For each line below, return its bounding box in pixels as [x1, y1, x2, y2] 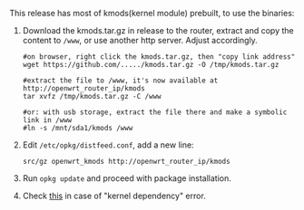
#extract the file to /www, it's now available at [22, 76, 219, 85]
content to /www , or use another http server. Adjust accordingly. [22, 35, 259, 45]
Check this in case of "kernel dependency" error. [22, 190, 206, 201]
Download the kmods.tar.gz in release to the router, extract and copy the [22, 25, 294, 35]
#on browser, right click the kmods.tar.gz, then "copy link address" [22, 52, 296, 62]
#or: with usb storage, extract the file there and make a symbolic [22, 108, 288, 117]
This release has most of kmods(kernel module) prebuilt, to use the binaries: [9, 8, 295, 18]
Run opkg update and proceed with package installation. [22, 173, 231, 184]
